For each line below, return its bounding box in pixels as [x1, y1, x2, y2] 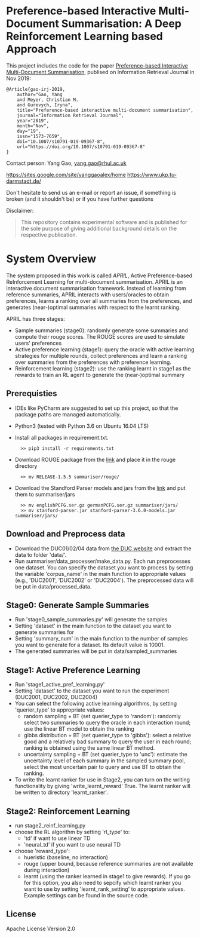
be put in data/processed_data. [14, 583, 92, 590]
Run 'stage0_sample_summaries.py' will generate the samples [14, 616, 168, 623]
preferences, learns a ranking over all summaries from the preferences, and [6, 297, 192, 304]
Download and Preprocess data [6, 529, 125, 539]
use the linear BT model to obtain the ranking [23, 725, 134, 732]
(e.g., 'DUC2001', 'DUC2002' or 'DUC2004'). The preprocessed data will [14, 577, 194, 584]
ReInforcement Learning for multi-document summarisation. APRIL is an [6, 278, 183, 285]
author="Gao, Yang [17, 91, 63, 97]
